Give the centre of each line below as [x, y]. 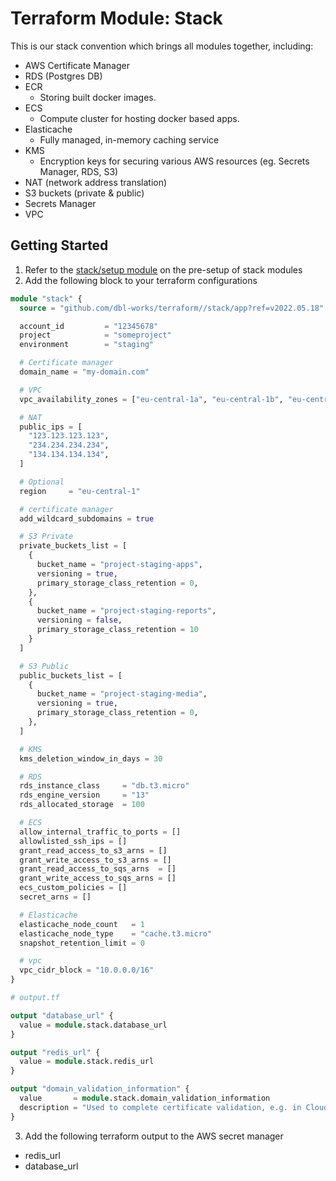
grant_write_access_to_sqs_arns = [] [98, 878]
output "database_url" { [62, 1015]
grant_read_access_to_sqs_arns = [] [98, 869]
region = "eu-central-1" [80, 491]
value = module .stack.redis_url [87, 1062]
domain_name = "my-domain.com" [84, 372]
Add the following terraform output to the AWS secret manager [154, 1136]
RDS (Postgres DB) [63, 76]
